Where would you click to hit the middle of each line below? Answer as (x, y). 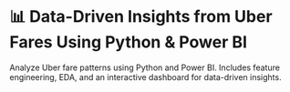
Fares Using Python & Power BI (129, 42)
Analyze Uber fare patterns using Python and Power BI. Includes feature (145, 67)
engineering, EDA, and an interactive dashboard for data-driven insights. (145, 77)
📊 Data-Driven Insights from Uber (141, 17)
